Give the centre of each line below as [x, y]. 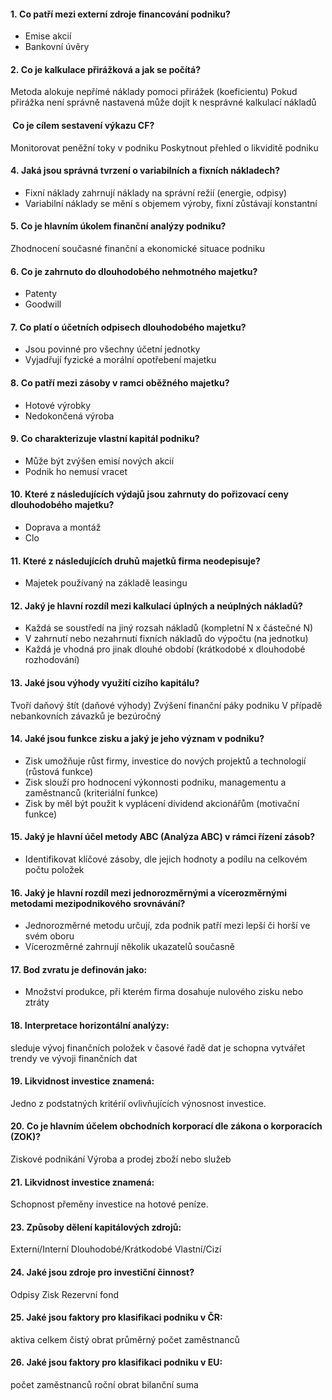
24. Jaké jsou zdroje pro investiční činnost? [102, 1272]
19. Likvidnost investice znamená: [82, 1081]
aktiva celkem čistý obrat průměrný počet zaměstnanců [125, 1339]
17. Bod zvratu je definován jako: [79, 969]
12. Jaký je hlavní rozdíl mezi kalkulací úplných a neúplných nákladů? [156, 606]
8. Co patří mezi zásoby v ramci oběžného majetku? [120, 383]
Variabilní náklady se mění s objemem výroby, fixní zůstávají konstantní [171, 203]
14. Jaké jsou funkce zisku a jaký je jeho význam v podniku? [137, 739]
